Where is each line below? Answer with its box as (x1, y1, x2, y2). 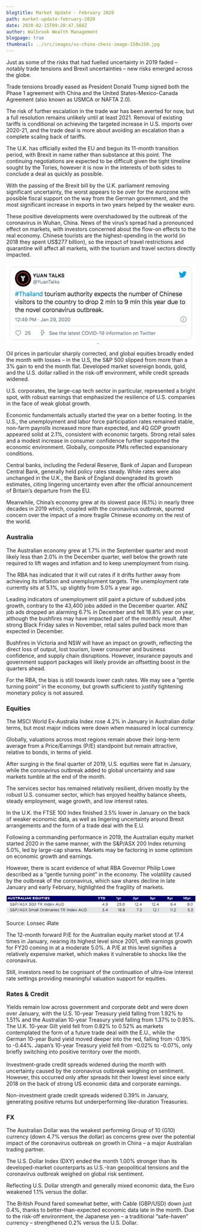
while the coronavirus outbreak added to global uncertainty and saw (6, 767, 176, 774)
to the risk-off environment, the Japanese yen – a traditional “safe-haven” (6, 1213, 188, 1220)
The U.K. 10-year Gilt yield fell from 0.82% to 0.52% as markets (6, 1022, 164, 1029)
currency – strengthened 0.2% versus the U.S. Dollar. (6, 1219, 138, 1227)
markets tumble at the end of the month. (6, 773, 106, 780)
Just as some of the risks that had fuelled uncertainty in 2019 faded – (6, 59, 178, 66)
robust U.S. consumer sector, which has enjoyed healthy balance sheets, (6, 791, 187, 798)
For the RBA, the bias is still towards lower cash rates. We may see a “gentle (6, 676, 194, 684)
